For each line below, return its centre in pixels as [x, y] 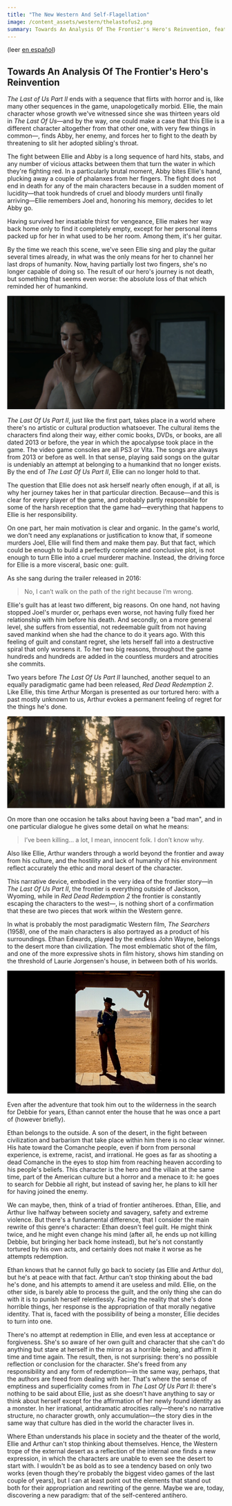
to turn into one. [30, 1321]
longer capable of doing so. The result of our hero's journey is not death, [111, 272]
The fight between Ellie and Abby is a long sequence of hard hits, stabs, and [116, 156]
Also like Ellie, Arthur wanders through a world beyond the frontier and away [116, 853]
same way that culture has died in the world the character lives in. [101, 1423]
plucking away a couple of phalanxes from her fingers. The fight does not [112, 179]
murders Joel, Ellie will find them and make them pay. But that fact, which [112, 543]
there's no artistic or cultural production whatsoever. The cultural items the [114, 428]
